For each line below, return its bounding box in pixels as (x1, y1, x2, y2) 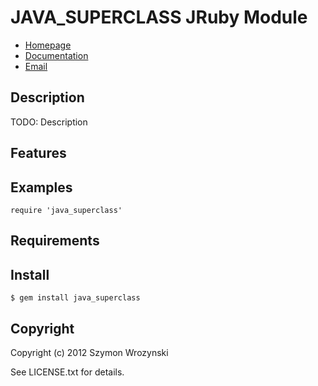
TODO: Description (10, 116, 88, 128)
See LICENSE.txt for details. (10, 366, 125, 378)
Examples (10, 179, 73, 196)
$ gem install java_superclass (10, 293, 141, 303)
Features (10, 145, 67, 162)
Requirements (10, 232, 100, 250)
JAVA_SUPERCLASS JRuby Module (10, 6, 308, 29)
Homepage (24, 39, 72, 51)
